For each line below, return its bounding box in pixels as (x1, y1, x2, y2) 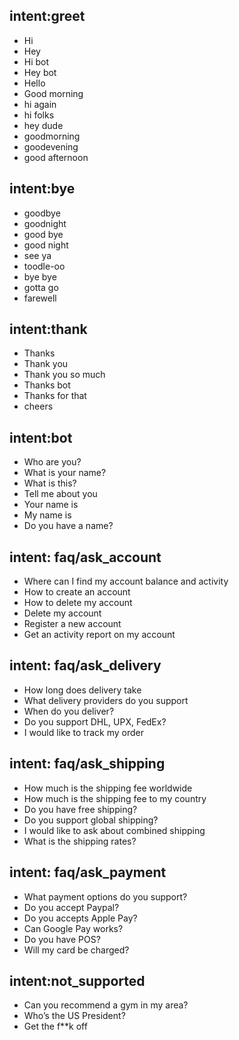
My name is (23, 509, 72, 521)
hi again (23, 98, 57, 110)
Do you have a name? (23, 520, 114, 532)
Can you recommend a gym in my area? (23, 999, 189, 1011)
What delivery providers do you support (23, 694, 189, 706)
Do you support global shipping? (23, 814, 159, 826)
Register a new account (23, 618, 122, 630)
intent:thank (9, 321, 88, 338)
